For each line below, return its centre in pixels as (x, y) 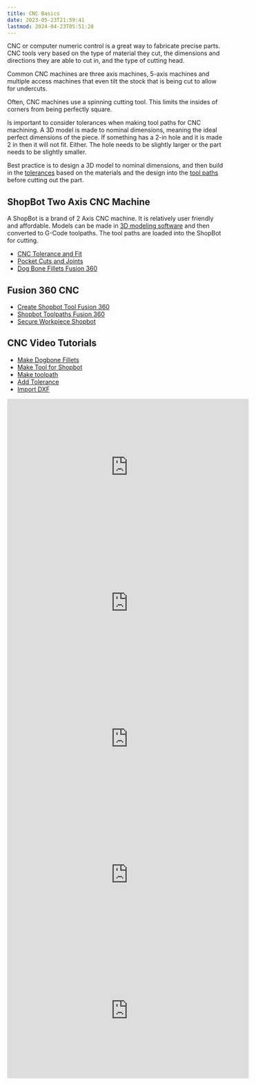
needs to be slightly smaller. (47, 152)
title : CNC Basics (33, 13)
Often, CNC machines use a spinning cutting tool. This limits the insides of (112, 102)
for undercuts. (27, 89)
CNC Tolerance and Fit (50, 254)
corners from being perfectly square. (60, 109)
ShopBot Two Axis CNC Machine (79, 202)
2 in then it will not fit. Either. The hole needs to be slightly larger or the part (115, 145)
